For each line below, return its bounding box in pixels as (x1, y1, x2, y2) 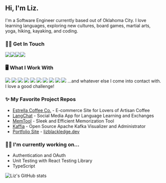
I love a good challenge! (5, 83, 54, 89)
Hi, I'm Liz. (5, 4, 39, 12)
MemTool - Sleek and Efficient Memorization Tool (12, 117, 114, 124)
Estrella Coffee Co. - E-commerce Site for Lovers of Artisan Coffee (12, 107, 150, 113)
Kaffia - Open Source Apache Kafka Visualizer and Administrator (12, 123, 146, 129)
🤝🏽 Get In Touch (5, 40, 45, 47)
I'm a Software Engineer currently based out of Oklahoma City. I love (5, 17, 146, 23)
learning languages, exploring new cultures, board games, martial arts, (5, 22, 151, 28)
